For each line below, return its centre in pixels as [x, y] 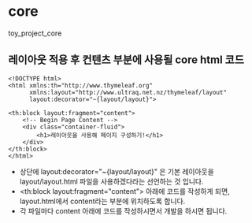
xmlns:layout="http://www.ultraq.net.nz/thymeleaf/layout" [128, 92]
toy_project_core [35, 33]
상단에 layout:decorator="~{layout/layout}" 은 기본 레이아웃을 [117, 171]
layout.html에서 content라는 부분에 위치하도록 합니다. [102, 201]
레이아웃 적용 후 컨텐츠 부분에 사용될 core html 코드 [126, 60]
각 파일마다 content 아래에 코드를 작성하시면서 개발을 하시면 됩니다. [123, 210]
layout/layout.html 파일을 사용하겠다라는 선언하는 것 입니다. [111, 181]
